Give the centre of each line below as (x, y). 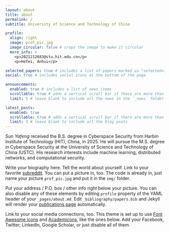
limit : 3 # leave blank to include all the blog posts (69, 122)
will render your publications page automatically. (56, 204)
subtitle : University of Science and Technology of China (68, 24)
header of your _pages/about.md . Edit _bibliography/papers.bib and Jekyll (83, 199)
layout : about (20, 10)
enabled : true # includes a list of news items (61, 89)
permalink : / (19, 19)
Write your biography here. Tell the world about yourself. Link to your (77, 168)
